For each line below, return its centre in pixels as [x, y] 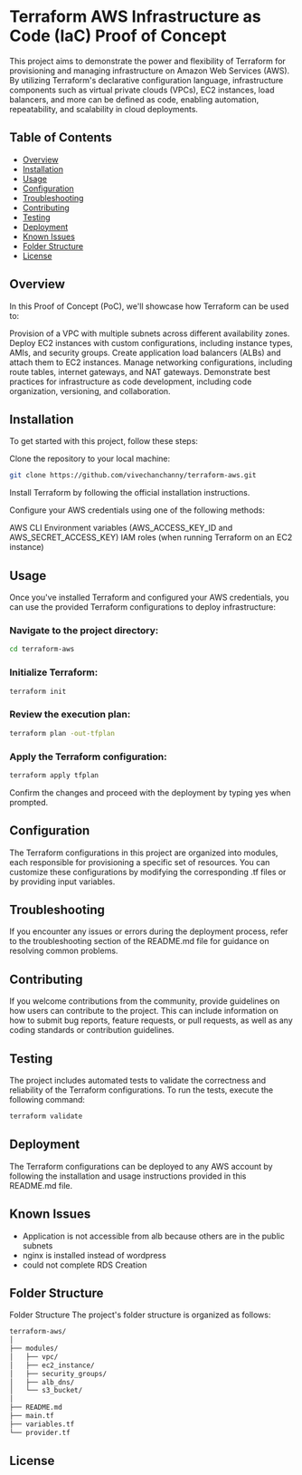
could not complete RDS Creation [85, 1265]
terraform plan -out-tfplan [62, 733]
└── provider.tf [40, 1432]
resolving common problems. [64, 951]
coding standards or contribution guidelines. [92, 1030]
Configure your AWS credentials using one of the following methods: [137, 510]
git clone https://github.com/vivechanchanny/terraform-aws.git [133, 476]
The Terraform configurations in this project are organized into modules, [144, 853]
